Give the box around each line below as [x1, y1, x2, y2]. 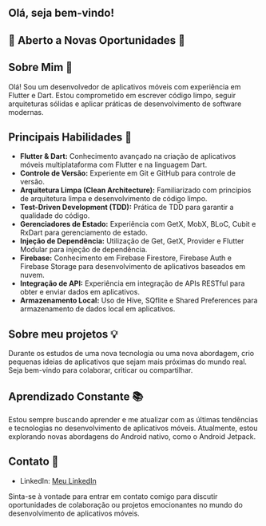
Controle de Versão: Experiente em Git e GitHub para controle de [19, 168, 236, 178]
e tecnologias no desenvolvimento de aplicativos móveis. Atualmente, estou [8, 423, 258, 433]
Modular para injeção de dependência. [19, 245, 148, 255]
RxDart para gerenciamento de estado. [19, 227, 148, 238]
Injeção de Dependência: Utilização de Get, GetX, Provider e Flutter [19, 236, 244, 246]
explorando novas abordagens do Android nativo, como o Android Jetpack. [8, 432, 256, 441]
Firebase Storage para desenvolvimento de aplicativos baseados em [19, 262, 246, 271]
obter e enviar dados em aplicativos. [19, 287, 140, 297]
